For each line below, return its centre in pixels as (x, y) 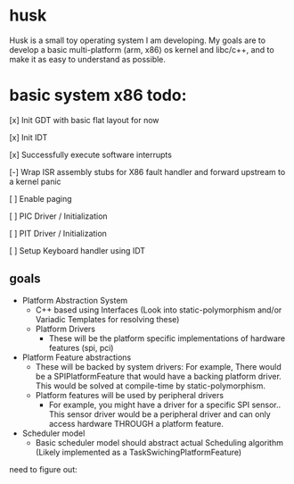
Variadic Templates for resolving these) (107, 319)
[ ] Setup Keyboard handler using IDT (77, 250)
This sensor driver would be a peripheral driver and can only (160, 414)
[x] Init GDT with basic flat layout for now (84, 120)
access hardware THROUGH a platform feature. (136, 423)
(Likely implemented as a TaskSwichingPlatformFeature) (139, 452)
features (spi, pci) (81, 347)
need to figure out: (43, 469)
